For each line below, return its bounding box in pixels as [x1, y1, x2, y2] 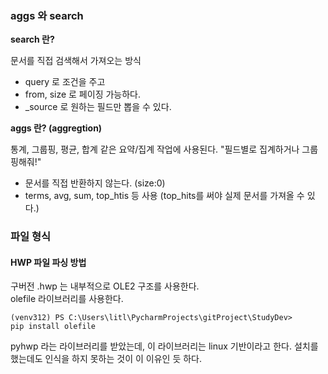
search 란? [10, 33, 55, 46]
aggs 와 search [10, 8, 84, 22]
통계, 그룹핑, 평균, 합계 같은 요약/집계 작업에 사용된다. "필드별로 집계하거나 [10, 143, 300, 156]
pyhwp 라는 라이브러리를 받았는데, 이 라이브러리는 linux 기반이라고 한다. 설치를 [10, 340, 319, 352]
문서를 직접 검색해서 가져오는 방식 [10, 55, 142, 67]
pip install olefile [10, 322, 97, 332]
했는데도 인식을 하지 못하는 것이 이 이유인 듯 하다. [10, 353, 203, 365]
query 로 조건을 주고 [24, 76, 106, 88]
